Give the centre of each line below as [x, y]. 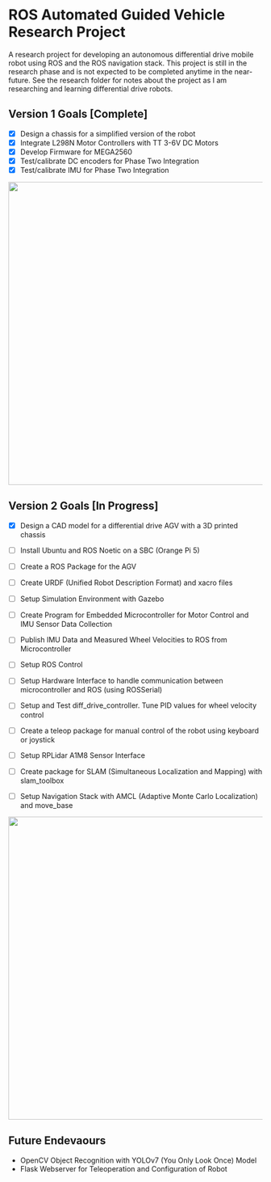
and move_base [46, 805]
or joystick [37, 739]
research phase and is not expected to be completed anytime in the [121, 71]
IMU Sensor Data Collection [66, 625]
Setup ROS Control [51, 665]
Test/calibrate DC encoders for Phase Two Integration [109, 161]
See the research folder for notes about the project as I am [129, 80]
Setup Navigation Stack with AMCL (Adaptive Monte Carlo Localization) [139, 796]
